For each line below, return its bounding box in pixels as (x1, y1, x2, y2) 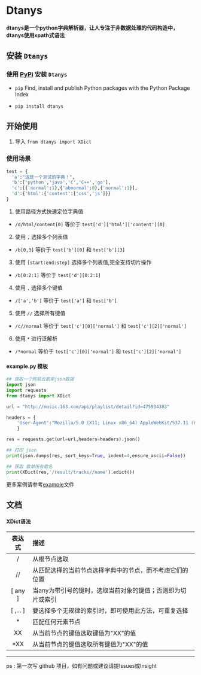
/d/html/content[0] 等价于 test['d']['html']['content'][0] (14, 220, 166, 227)
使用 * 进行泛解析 (14, 335, 58, 342)
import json (6, 382, 36, 388)
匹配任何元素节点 (32, 618, 81, 626)
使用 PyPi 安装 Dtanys (6, 70, 68, 78)
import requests (6, 387, 47, 393)
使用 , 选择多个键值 (14, 284, 63, 291)
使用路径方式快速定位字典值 (14, 208, 84, 215)
